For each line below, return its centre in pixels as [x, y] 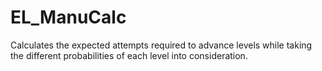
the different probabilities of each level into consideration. [129, 55]
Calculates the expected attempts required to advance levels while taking [161, 45]
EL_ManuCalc [68, 17]
